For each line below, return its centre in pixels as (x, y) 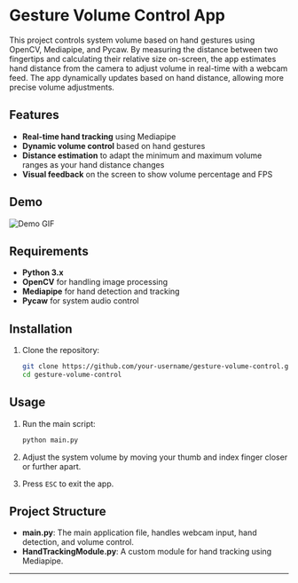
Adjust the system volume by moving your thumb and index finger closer (155, 457)
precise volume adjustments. (62, 87)
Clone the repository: (61, 351)
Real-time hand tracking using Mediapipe (99, 136)
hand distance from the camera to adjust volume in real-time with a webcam (149, 68)
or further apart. (51, 466)
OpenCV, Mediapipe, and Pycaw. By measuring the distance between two (144, 49)
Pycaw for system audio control (80, 301)
